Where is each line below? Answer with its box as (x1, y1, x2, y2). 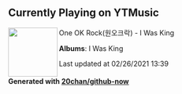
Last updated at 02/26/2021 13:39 (58, 59, 169, 68)
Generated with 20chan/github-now (8, 77, 130, 86)
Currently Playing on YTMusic (8, 6, 159, 20)
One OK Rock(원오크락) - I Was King (58, 27, 175, 38)
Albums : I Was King (58, 43, 124, 53)
